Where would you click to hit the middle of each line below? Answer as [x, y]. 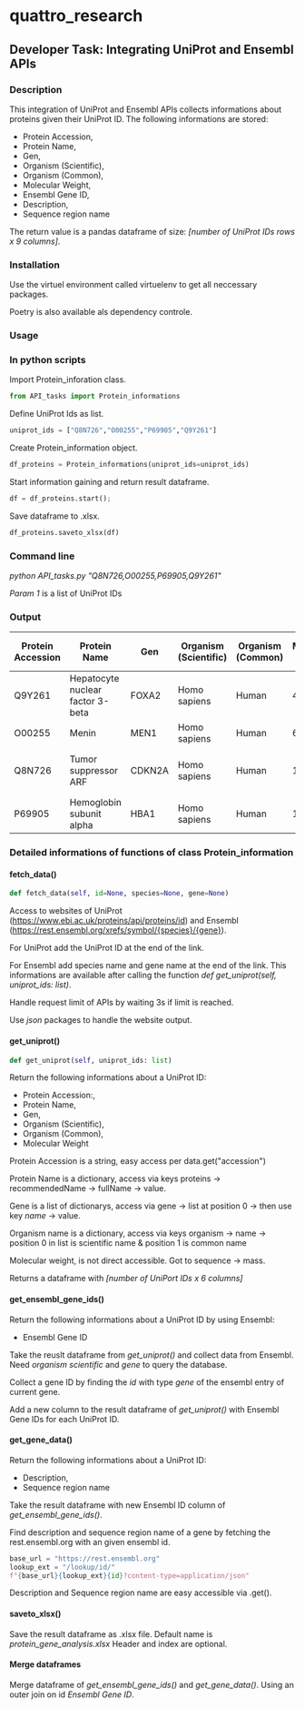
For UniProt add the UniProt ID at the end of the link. [107, 948]
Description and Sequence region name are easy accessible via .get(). [141, 1593]
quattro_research [76, 16]
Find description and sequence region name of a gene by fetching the [140, 1532]
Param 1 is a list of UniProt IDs [66, 593]
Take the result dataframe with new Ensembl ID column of [118, 1505]
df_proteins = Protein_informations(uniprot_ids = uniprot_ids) [129, 465]
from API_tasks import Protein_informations [95, 397]
